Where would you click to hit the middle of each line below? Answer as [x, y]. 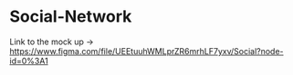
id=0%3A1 [29, 61]
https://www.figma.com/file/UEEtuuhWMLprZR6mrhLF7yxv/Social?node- [147, 51]
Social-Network [71, 17]
